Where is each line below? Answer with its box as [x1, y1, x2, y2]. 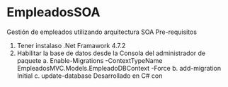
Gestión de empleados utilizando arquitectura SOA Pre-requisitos [6, 28, 198, 36]
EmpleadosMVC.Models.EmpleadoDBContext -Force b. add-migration [16, 64, 221, 72]
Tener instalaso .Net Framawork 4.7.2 [16, 41, 126, 50]
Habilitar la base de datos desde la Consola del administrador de [16, 49, 206, 57]
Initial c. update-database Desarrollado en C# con [16, 71, 163, 80]
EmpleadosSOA [6, 4, 101, 21]
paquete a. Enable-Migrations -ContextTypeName [16, 56, 163, 64]
